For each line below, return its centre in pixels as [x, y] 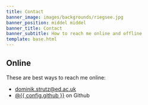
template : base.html [32, 39]
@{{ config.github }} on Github [52, 95]
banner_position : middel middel [46, 23]
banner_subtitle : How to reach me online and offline [74, 34]
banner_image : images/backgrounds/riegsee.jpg [65, 17]
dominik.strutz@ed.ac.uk [45, 89]
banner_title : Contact [34, 28]
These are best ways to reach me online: [56, 77]
